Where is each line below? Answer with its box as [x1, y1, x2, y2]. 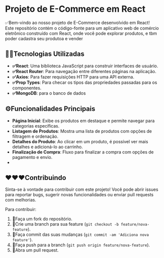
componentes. [12, 85, 42, 91]
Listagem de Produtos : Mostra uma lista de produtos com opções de [12, 128, 152, 134]
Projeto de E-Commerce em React [5, 3, 146, 15]
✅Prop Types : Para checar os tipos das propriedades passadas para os [12, 79, 158, 85]
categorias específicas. [12, 123, 60, 129]
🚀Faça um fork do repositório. [12, 216, 72, 222]
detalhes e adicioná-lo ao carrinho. [12, 144, 83, 150]
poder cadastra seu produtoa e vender [5, 35, 83, 41]
